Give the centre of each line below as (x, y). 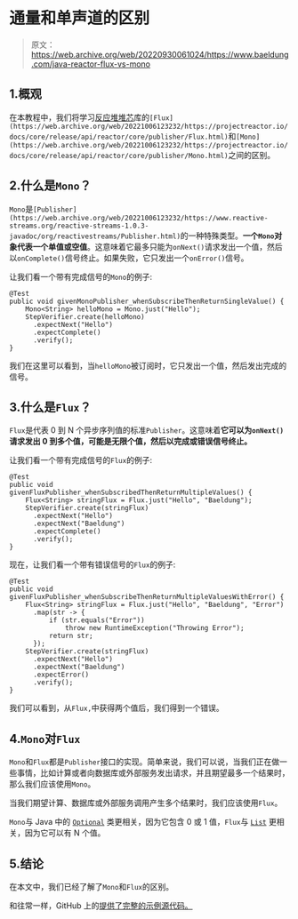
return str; (71, 636)
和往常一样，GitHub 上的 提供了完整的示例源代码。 (101, 906)
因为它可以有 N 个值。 (65, 833)
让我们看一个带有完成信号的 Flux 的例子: (81, 460)
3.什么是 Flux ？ (50, 407)
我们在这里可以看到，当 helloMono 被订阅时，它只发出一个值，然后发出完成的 (148, 365)
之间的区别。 (252, 155)
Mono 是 (21, 209)
